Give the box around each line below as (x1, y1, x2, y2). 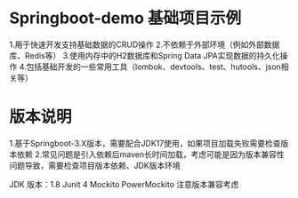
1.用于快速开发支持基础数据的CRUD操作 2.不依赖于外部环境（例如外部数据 (9, 39, 280, 50)
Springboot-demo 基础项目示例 (9, 8, 242, 28)
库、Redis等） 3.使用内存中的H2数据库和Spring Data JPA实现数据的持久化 (9, 50, 280, 60)
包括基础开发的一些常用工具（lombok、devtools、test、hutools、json (26, 61, 282, 72)
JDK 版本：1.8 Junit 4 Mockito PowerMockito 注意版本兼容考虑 (9, 178, 239, 189)
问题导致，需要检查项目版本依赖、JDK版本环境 (9, 160, 181, 170)
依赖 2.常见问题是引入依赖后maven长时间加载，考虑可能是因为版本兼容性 (16, 148, 285, 160)
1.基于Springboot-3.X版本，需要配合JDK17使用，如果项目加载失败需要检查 (9, 138, 281, 148)
